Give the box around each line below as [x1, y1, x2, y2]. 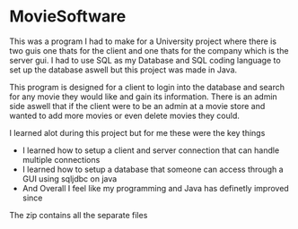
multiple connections [22, 154, 101, 165]
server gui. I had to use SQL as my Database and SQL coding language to [9, 55, 281, 65]
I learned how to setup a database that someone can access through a [22, 164, 285, 174]
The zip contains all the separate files [9, 209, 148, 220]
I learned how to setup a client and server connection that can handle [22, 145, 280, 156]
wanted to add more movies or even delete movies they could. [9, 110, 240, 121]
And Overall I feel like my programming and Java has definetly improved [22, 182, 289, 193]
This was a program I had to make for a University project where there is [9, 36, 276, 47]
